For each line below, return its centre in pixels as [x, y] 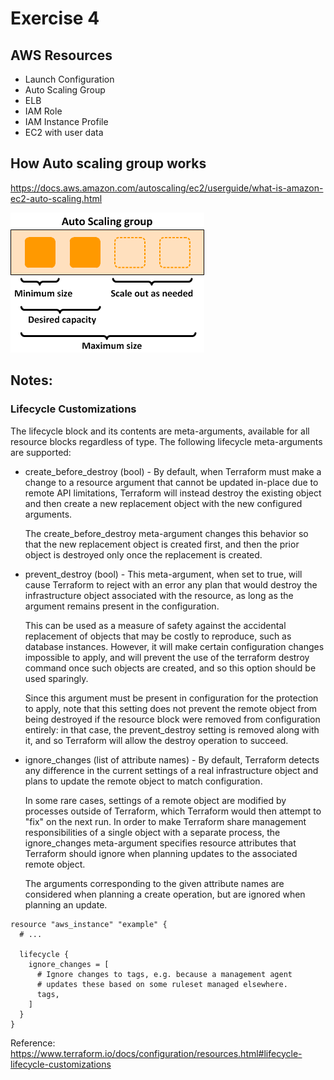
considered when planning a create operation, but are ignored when [165, 894]
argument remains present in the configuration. [122, 606]
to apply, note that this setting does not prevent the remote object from [171, 708]
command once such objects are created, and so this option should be [170, 668]
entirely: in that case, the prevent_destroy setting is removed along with [172, 729]
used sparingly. [56, 678]
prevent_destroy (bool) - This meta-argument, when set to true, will [163, 574]
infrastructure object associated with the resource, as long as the [159, 595]
